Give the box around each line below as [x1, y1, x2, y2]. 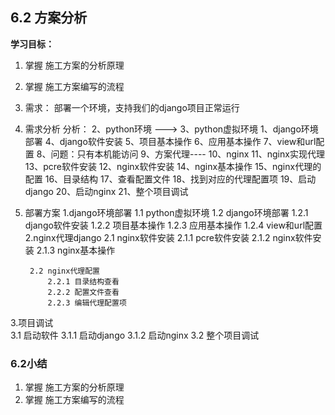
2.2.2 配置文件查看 [47, 287, 120, 297]
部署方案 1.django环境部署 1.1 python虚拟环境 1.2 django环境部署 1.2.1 [24, 206, 309, 218]
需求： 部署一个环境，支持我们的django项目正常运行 [24, 101, 240, 113]
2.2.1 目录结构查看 [47, 276, 120, 287]
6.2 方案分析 [10, 9, 88, 27]
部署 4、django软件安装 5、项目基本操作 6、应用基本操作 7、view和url [24, 135, 317, 147]
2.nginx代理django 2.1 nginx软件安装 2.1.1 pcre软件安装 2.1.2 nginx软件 [24, 231, 313, 243]
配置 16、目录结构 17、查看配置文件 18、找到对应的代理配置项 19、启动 [24, 173, 317, 185]
